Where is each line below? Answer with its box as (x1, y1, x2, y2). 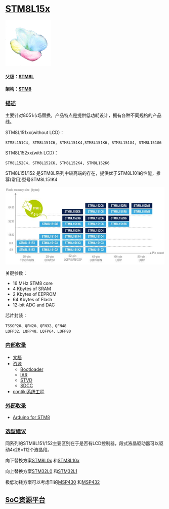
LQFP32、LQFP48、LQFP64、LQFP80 (5, 329, 71, 334)
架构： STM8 (5, 86, 32, 92)
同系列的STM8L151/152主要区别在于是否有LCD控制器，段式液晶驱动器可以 (5, 440, 159, 447)
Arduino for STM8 (12, 414, 50, 420)
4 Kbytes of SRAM (12, 285, 52, 292)
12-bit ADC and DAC (12, 302, 55, 308)
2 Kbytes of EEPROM (12, 291, 57, 297)
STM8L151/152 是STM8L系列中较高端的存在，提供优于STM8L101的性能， (5, 170, 157, 176)
